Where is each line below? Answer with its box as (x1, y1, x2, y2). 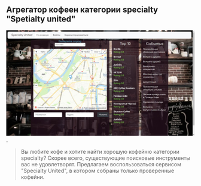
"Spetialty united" (6, 14, 76, 24)
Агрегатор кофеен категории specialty (6, 5, 159, 15)
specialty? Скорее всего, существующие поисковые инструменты (20, 154, 190, 162)
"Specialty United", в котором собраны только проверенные (20, 167, 175, 175)
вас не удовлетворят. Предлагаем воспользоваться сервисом (20, 161, 181, 168)
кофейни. (20, 173, 45, 181)
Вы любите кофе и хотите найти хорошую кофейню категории (20, 148, 179, 156)
